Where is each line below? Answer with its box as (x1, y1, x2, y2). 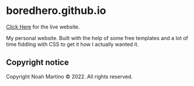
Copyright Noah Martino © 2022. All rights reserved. (6, 73, 133, 80)
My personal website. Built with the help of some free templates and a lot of (6, 34, 189, 41)
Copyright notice (6, 58, 69, 67)
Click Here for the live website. (6, 23, 80, 30)
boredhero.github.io (6, 4, 106, 17)
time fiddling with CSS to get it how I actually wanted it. (6, 41, 139, 48)
